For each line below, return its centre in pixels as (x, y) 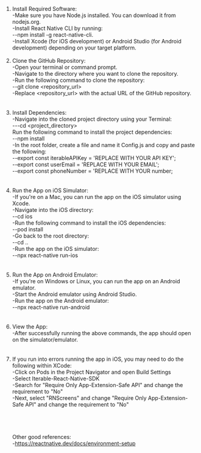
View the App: (30, 327)
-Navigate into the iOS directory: (53, 210)
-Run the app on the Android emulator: (61, 301)
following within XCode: (42, 365)
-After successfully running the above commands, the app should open (101, 333)
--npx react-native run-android (51, 307)
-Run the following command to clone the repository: (78, 80)
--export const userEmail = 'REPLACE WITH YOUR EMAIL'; (86, 165)
